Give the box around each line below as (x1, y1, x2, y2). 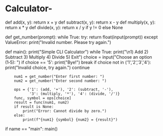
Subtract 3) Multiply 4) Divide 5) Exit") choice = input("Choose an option (5, 54, 153, 60)
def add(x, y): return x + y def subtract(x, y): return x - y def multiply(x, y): (5, 19, 156, 25)
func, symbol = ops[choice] (14, 96, 71, 101)
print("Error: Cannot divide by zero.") (23, 108, 107, 113)
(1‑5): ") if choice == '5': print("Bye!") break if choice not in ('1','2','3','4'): (5, 59, 151, 65)
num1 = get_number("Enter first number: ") (14, 74, 105, 79)
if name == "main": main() (5, 126, 58, 132)
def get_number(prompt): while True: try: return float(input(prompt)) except (5, 34, 158, 40)
